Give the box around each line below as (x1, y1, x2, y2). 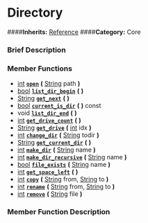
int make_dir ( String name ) (17, 145, 96, 154)
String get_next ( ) (17, 94, 69, 102)
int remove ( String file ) (17, 190, 83, 198)
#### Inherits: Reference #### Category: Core (7, 28, 141, 36)
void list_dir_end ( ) (17, 109, 78, 117)
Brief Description (7, 45, 66, 55)
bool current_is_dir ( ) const (17, 102, 101, 110)
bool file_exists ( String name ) (17, 161, 111, 169)
